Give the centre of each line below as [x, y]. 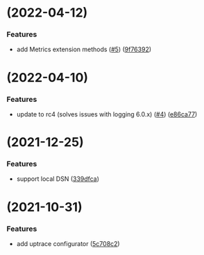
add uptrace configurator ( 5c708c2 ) [68, 243]
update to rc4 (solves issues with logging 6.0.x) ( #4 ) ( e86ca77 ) [107, 114]
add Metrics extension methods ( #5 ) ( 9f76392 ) [84, 49]
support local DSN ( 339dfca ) [58, 179]
